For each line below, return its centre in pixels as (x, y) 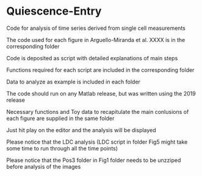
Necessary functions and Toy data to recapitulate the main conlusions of (98, 111)
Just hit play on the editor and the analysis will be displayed (81, 130)
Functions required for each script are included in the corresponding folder (100, 70)
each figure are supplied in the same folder (60, 118)
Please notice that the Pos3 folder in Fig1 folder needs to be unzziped (94, 160)
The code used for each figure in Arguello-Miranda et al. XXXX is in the (96, 40)
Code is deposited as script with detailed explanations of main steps (92, 58)
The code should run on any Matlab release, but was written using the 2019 (101, 93)
